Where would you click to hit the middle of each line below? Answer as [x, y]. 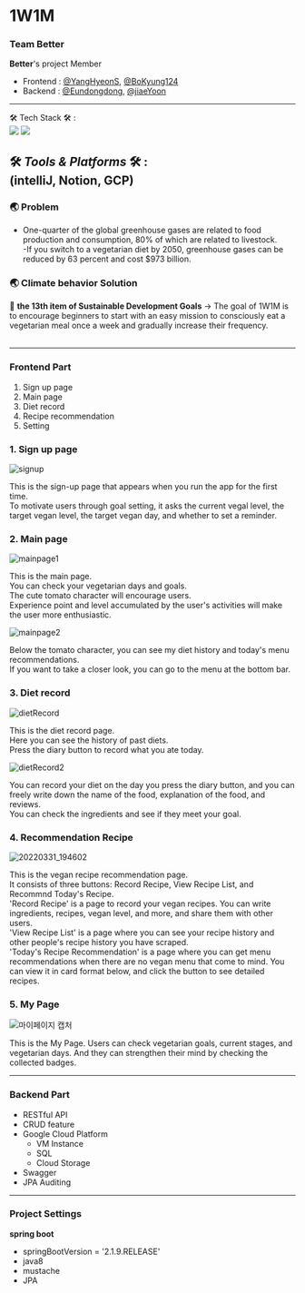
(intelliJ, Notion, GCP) [72, 180]
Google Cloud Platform [65, 1134]
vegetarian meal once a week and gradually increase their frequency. [139, 326]
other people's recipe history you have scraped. [99, 942]
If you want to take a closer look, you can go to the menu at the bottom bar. [150, 669]
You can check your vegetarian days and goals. [98, 586]
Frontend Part [40, 367]
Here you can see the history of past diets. [89, 740]
